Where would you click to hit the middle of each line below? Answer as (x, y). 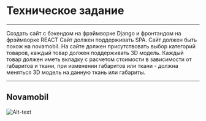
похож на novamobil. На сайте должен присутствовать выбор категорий (101, 46)
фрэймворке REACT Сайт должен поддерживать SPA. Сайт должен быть (102, 40)
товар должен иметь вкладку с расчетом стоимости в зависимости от (99, 59)
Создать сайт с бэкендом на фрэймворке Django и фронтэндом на (94, 33)
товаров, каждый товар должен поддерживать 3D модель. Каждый (95, 53)
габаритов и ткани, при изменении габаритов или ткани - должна (93, 65)
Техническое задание (65, 11)
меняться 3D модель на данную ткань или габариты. (76, 72)
